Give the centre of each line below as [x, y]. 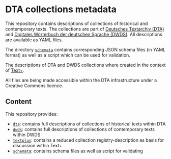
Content [19, 102]
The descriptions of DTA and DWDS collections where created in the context [85, 65]
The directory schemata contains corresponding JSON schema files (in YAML [85, 49]
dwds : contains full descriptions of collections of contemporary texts [84, 129]
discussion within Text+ [37, 145]
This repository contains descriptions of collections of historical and [77, 23]
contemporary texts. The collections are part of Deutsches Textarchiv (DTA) [85, 29]
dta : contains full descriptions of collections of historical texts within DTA [89, 124]
